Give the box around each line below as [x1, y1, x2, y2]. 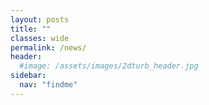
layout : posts [10, 14, 70, 25]
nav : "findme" [19, 80, 78, 90]
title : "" [10, 24, 52, 34]
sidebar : [10, 71, 47, 81]
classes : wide [10, 33, 70, 43]
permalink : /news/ [10, 42, 87, 53]
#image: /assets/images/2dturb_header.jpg [19, 61, 199, 71]
